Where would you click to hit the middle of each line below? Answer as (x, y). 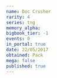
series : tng (21, 22)
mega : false (21, 60)
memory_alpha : (24, 28)
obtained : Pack (25, 55)
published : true (26, 66)
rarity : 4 (18, 17)
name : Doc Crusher (28, 11)
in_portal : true (26, 45)
